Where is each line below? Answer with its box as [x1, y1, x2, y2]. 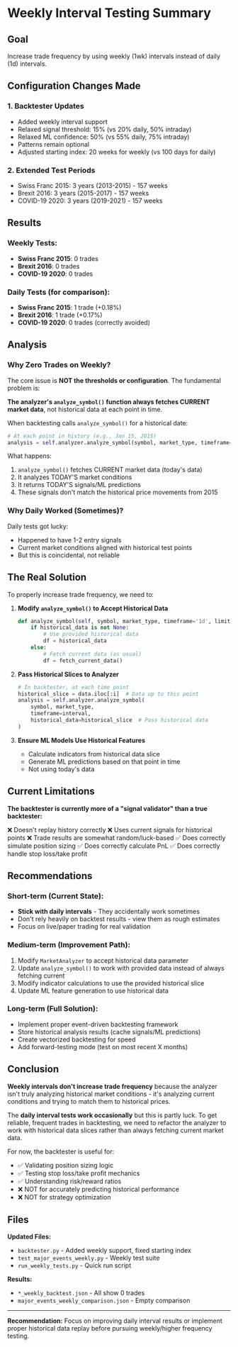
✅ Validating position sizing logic [17, 1161, 114, 1169]
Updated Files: [7, 1232, 52, 1241]
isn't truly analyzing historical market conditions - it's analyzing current [7, 1090, 215, 1098]
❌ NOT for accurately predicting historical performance [17, 1185, 179, 1193]
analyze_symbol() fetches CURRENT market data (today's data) [17, 466, 203, 474]
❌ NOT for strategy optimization [17, 1192, 111, 1201]
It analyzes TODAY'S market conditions [17, 473, 132, 481]
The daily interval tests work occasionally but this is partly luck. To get [7, 1111, 217, 1119]
